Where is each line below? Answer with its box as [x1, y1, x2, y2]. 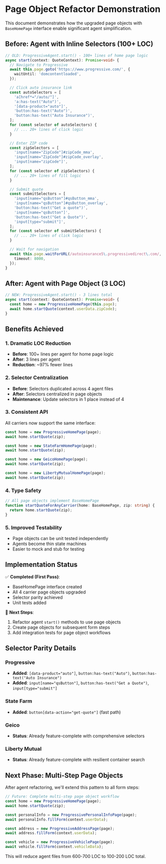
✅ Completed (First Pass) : [5, 574, 60, 579]
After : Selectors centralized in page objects [12, 391, 102, 397]
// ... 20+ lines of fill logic [14, 173, 81, 178]
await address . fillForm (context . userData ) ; [5, 831, 97, 836]
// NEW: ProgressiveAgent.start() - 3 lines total [5, 292, 113, 297]
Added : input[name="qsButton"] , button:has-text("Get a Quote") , [12, 680, 150, 686]
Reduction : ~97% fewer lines [12, 362, 73, 368]
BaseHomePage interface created [12, 583, 82, 589]
